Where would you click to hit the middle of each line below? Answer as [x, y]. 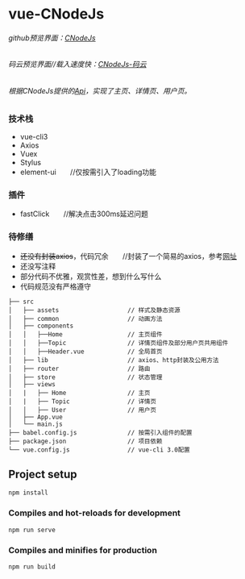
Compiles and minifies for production [83, 550]
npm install [28, 493]
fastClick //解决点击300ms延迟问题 [84, 214]
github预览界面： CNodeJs [52, 38]
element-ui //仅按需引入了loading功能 [88, 172]
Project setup [43, 474]
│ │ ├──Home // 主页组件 [85, 334]
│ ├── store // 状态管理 [85, 377]
